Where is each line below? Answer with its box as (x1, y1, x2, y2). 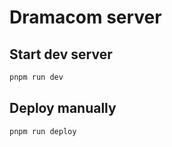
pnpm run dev (9, 72, 64, 82)
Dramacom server (9, 6, 162, 29)
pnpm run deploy (9, 126, 77, 136)
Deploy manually (9, 100, 117, 117)
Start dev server (9, 46, 113, 63)
